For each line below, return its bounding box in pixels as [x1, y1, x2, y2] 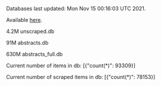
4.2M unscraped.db [6, 28, 55, 35]
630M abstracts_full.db [6, 51, 63, 58]
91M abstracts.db [6, 39, 49, 46]
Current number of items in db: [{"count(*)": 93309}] [6, 62, 135, 69]
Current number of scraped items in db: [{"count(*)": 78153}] [6, 74, 156, 80]
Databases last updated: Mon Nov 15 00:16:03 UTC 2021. [6, 5, 146, 12]
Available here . [6, 16, 43, 23]
